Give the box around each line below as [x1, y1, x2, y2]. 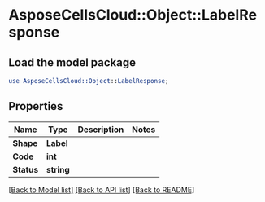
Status [12, 164, 39, 175]
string [46, 164, 71, 175]
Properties [8, 99, 63, 113]
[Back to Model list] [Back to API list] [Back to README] [8, 185, 195, 195]
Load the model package [8, 55, 137, 69]
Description [77, 124, 124, 135]
